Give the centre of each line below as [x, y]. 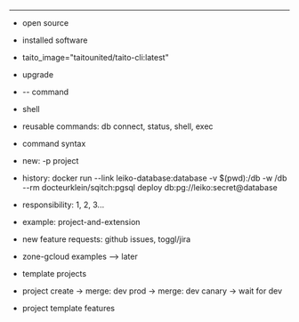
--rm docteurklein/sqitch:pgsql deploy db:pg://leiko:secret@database [149, 187]
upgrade [38, 75]
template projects [54, 274]
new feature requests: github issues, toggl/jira [106, 239]
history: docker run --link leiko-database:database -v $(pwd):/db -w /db [154, 178]
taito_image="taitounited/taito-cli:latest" [95, 57]
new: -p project [50, 161]
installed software [55, 40]
